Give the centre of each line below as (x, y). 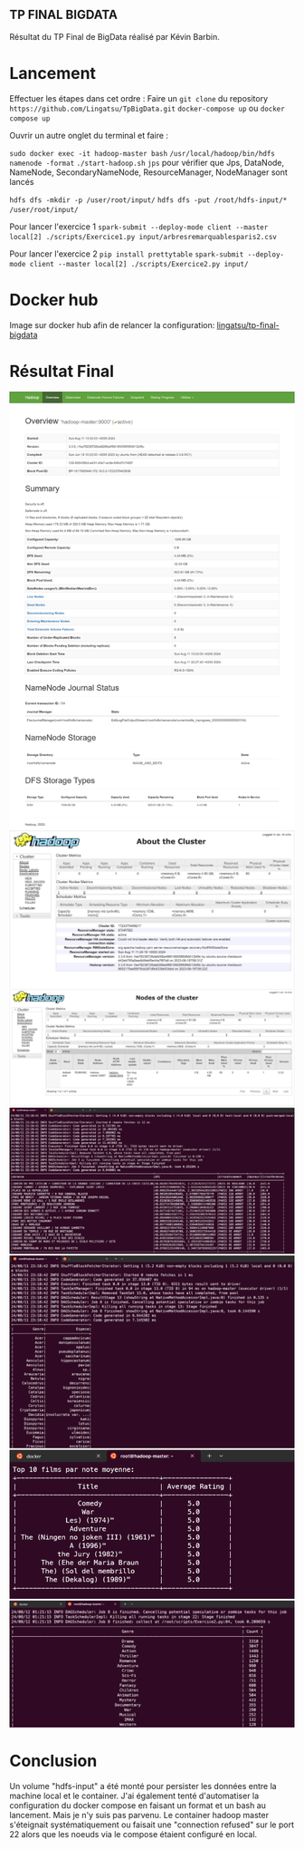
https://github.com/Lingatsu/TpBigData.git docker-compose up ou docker (147, 108)
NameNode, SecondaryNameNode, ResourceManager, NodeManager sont (148, 172)
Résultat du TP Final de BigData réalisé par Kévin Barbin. (114, 36)
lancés (22, 181)
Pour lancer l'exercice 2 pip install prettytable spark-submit (127, 254)
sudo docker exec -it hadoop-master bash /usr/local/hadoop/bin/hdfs (142, 153)
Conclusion (53, 1761)
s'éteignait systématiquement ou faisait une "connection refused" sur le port (152, 1825)
